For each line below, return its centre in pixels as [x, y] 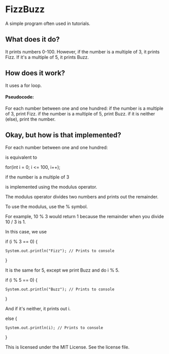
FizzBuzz [25, 9]
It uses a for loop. [24, 85]
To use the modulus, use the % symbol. [46, 206]
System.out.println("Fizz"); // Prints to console [60, 251]
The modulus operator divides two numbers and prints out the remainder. [82, 196]
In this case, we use [26, 231]
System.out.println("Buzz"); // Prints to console [60, 289]
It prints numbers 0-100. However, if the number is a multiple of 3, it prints [82, 51]
